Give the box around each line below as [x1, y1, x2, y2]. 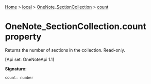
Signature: [5, 66, 27, 71]
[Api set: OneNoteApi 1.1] [5, 56, 54, 62]
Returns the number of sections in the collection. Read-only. [5, 47, 125, 53]
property [5, 31, 42, 42]
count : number [5, 75, 34, 80]
